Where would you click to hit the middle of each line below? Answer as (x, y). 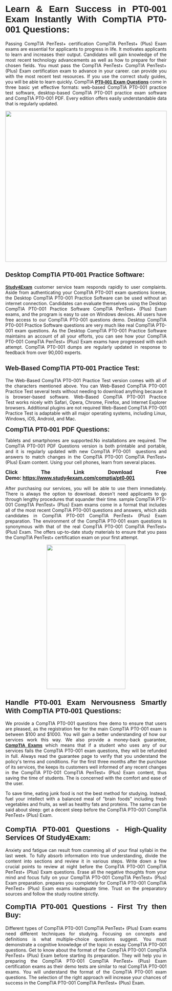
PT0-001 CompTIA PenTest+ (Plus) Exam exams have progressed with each (86, 341)
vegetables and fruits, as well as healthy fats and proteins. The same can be (86, 805)
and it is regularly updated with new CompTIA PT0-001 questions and (86, 451)
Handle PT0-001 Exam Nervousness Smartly (86, 702)
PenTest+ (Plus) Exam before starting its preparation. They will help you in (86, 955)
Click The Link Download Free (86, 472)
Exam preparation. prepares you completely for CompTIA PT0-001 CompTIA (86, 883)
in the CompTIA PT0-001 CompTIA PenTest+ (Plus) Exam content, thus (86, 773)
